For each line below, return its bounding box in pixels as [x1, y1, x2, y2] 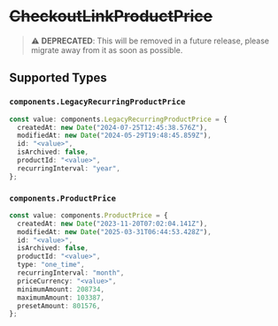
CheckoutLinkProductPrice [9, 6, 213, 27]
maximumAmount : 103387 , [17, 293, 104, 302]
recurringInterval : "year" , [17, 163, 121, 173]
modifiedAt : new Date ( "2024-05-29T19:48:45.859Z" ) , [17, 131, 212, 140]
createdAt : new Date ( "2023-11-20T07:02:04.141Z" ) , [17, 219, 208, 228]
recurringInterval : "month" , [17, 269, 125, 277]
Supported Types [9, 71, 108, 86]
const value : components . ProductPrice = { [9, 210, 168, 220]
